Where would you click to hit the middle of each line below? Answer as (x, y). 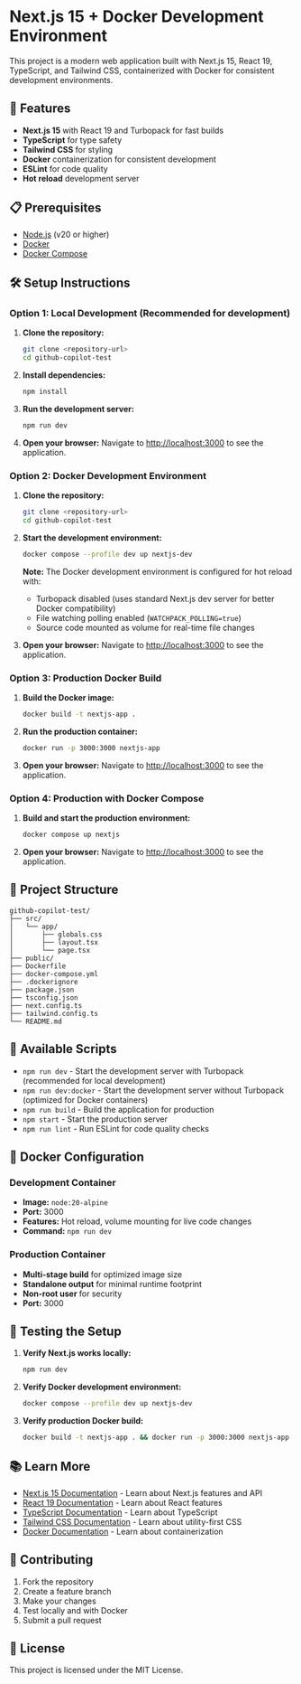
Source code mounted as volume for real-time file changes (145, 627)
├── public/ (32, 958)
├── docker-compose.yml (54, 974)
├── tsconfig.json (44, 997)
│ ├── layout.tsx (54, 942)
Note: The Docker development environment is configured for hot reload (157, 571)
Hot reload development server (81, 178)
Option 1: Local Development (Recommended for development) (150, 313)
